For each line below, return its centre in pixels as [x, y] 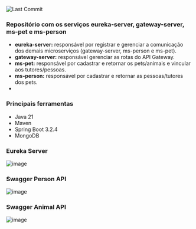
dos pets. [26, 82]
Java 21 [24, 117]
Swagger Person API [36, 179]
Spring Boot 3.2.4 [36, 129]
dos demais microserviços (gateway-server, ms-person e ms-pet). [96, 51]
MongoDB [27, 135]
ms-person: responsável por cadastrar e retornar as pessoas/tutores [99, 76]
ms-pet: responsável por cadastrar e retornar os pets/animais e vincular [102, 63]
